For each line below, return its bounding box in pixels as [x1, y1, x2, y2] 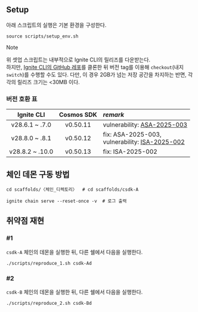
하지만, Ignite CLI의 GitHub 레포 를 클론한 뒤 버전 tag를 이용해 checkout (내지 [6, 63, 184, 70]
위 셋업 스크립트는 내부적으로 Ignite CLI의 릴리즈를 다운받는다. [6, 56, 151, 63]
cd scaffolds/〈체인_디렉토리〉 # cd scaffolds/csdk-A [6, 186, 139, 193]
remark [103, 110, 124, 119]
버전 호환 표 [6, 95, 38, 103]
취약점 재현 [6, 216, 45, 226]
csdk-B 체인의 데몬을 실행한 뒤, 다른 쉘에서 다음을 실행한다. [6, 288, 143, 295]
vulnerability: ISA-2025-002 [103, 138, 185, 146]
